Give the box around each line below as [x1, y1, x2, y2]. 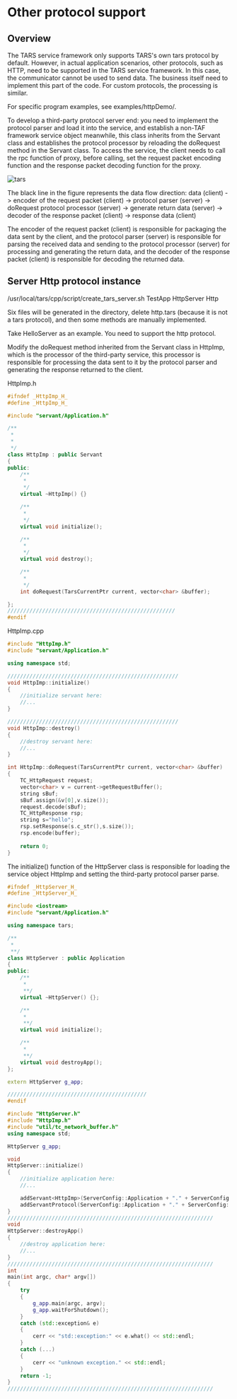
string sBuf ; [20, 790, 59, 797]
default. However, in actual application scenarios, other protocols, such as [7, 59, 224, 67]
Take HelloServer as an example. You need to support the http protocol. [7, 329, 216, 337]
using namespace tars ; [7, 922, 74, 929]
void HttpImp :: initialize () [7, 679, 91, 686]
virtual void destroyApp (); [20, 1059, 103, 1066]
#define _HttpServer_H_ [7, 890, 78, 897]
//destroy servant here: [20, 738, 93, 745]
